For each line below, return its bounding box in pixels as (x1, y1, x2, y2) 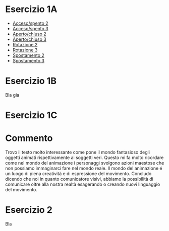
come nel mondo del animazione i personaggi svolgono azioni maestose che (5, 160, 164, 166)
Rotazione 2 (12, 41, 38, 47)
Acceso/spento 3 (12, 25, 49, 31)
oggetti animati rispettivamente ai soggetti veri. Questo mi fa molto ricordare (5, 155, 164, 161)
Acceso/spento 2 (12, 20, 49, 26)
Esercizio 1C (5, 110, 58, 121)
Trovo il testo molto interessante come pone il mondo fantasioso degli (5, 149, 150, 155)
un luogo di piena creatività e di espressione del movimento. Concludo (5, 171, 152, 177)
